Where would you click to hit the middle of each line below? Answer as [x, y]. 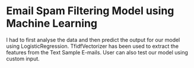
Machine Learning [52, 23]
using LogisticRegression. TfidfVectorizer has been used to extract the [93, 46]
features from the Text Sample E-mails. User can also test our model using [97, 52]
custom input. [23, 59]
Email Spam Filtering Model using [90, 11]
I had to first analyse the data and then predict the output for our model [93, 40]
